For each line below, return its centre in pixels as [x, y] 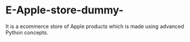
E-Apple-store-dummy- [65, 10]
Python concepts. [27, 32]
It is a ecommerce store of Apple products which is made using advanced [95, 26]
